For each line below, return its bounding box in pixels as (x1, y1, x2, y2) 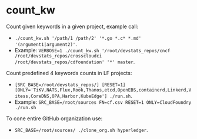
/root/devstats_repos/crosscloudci (14, 53, 102, 59)
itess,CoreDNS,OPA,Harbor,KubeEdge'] (14, 93, 108, 99)
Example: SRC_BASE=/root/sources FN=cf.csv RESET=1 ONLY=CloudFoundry (14, 98, 192, 106)
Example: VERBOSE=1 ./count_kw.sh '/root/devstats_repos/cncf (14, 46, 171, 53)
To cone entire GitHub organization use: (6, 115, 103, 122)
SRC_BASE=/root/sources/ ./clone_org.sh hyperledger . (14, 126, 148, 133)
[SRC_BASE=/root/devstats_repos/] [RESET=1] (14, 82, 126, 88)
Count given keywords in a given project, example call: (6, 23, 139, 30)
